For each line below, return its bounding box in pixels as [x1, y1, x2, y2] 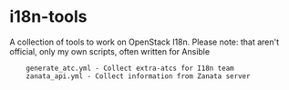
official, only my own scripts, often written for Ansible [9, 45, 211, 56]
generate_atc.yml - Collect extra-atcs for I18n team [26, 64, 234, 73]
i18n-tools [9, 6, 88, 27]
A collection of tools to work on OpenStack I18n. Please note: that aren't [9, 36, 280, 47]
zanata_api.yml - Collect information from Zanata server [26, 71, 251, 81]
